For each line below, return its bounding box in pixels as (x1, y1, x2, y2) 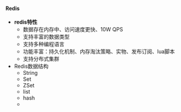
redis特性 (14, 18, 38, 26)
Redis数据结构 (14, 62, 49, 70)
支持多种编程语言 (22, 41, 65, 48)
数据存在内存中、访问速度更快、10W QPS (22, 26, 123, 33)
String (22, 70, 38, 77)
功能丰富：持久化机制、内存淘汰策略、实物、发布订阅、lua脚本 (22, 48, 175, 55)
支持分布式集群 (22, 55, 60, 62)
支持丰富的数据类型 (22, 33, 70, 41)
